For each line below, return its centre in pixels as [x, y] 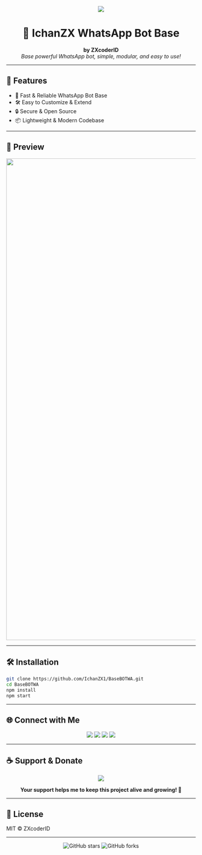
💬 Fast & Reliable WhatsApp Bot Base [61, 95]
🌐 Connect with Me [43, 720]
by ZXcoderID [101, 50]
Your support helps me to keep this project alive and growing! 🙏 [101, 789]
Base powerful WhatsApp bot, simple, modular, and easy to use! [101, 56]
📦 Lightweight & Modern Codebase [60, 120]
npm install [21, 690]
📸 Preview [25, 147]
